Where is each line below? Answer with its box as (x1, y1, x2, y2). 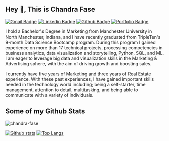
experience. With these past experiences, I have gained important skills (5, 76, 154, 82)
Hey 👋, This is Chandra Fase (5, 5, 95, 14)
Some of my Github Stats (5, 107, 86, 116)
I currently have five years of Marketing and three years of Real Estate (5, 70, 151, 77)
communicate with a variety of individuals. (5, 92, 94, 98)
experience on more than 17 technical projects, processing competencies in (5, 44, 163, 51)
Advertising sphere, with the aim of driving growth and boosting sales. (5, 60, 152, 66)
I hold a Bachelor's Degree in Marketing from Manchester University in (5, 28, 152, 34)
